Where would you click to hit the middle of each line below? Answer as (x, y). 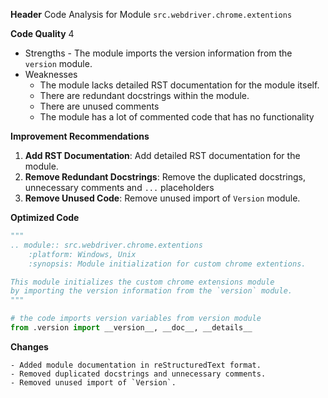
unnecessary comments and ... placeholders (119, 187)
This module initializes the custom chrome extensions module (142, 282)
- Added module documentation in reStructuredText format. (136, 365)
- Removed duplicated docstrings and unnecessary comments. (138, 374)
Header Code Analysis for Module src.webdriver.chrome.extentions (151, 14)
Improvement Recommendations (80, 136)
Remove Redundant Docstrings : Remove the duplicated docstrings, (165, 177)
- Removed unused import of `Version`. (93, 382)
